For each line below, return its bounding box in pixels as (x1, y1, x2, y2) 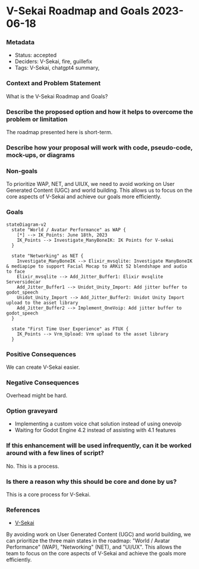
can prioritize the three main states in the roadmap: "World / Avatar (6, 537, 170, 545)
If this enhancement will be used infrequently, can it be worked (6, 441, 192, 450)
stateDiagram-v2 (6, 222, 46, 228)
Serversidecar (6, 279, 42, 285)
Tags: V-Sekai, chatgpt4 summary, (14, 64, 100, 71)
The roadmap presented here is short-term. (6, 129, 113, 136)
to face (6, 268, 26, 275)
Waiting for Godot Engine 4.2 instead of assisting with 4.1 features (14, 427, 176, 434)
